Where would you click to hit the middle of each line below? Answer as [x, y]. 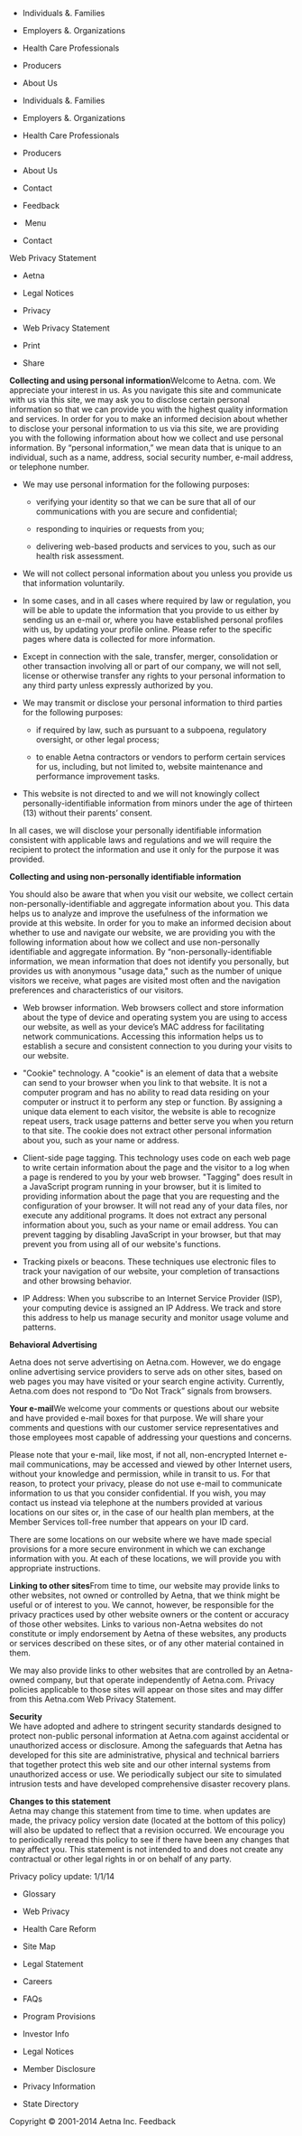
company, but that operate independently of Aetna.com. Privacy [156, 1680]
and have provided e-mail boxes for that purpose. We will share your [137, 1418]
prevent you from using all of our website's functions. [122, 1244]
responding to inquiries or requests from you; [120, 529]
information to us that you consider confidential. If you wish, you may [138, 1493]
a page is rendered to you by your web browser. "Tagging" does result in [157, 1177]
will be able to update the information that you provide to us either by [151, 610]
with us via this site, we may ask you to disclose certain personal [129, 400]
